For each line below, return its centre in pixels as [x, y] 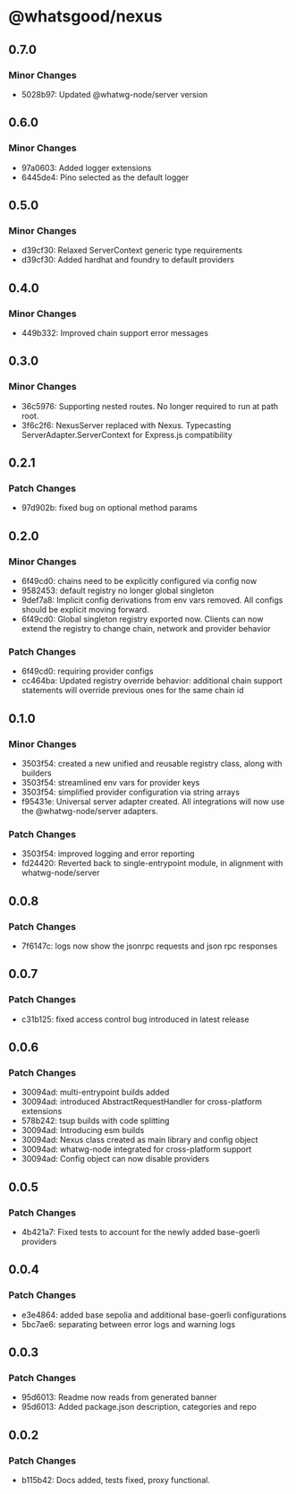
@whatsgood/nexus [85, 17]
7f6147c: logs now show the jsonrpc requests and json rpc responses [149, 946]
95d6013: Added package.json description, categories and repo [139, 1407]
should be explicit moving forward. [85, 610]
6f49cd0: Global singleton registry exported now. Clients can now [142, 619]
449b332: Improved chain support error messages [115, 332]
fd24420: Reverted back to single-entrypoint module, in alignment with [152, 863]
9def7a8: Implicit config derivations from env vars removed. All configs [152, 600]
